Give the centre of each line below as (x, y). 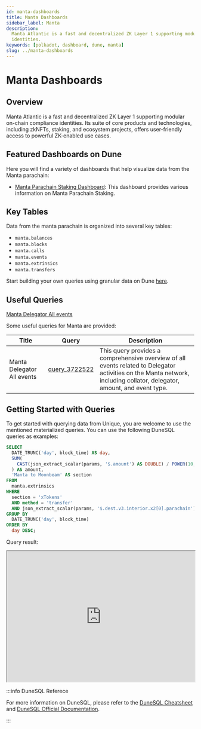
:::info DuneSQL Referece (37, 691)
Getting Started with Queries (61, 409)
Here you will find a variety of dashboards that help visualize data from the (98, 169)
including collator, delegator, (140, 381)
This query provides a (130, 351)
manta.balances (34, 238)
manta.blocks (31, 245)
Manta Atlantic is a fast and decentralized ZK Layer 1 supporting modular (95, 117)
